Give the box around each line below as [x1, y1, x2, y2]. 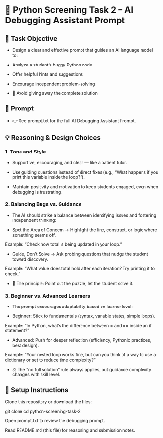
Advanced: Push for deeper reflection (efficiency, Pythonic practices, [12, 337, 152, 343]
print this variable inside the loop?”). [12, 174, 85, 180]
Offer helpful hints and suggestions [12, 71, 83, 77]
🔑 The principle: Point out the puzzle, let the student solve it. [12, 280, 134, 286]
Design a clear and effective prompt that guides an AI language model [12, 47, 153, 53]
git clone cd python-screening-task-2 [5, 408, 81, 414]
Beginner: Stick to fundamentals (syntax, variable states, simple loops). [12, 313, 155, 319]
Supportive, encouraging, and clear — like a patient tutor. [12, 159, 127, 165]
